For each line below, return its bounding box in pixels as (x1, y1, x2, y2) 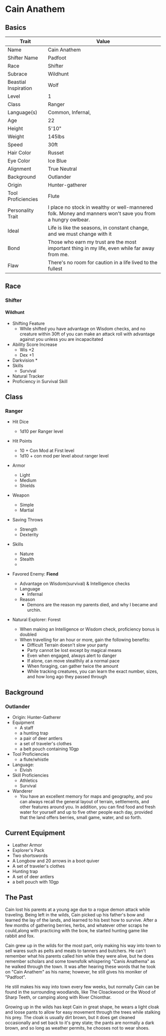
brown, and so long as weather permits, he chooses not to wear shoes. (5, 1025, 150, 1031)
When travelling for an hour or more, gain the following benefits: (19, 637, 150, 643)
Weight (7, 133, 24, 140)
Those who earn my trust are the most (47, 239, 137, 245)
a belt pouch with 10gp (12, 879, 59, 885)
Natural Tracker (12, 373, 44, 379)
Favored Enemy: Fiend (12, 571, 58, 577)
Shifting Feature (12, 320, 45, 326)
